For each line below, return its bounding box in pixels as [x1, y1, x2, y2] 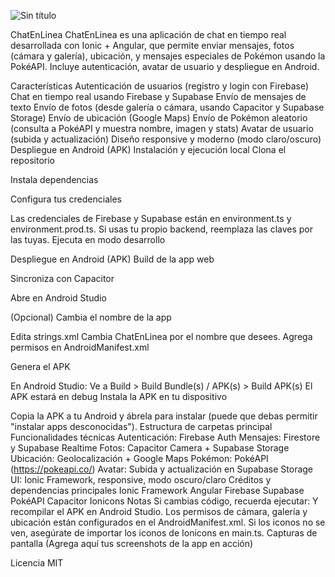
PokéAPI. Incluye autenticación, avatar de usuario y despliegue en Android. [10, 61, 320, 72]
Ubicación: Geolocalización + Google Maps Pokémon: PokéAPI [10, 453, 269, 464]
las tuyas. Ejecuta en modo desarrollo [10, 234, 166, 245]
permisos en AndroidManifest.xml [10, 341, 150, 353]
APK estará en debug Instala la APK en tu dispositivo [10, 391, 228, 402]
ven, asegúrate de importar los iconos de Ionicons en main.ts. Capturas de [10, 527, 318, 539]
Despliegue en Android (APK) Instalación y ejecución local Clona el [10, 144, 287, 155]
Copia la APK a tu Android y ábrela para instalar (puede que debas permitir [10, 410, 318, 422]
